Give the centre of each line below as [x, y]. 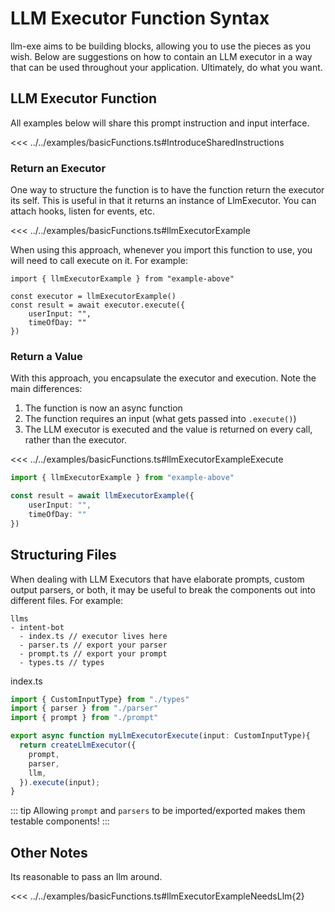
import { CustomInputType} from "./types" [100, 699]
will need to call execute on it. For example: [99, 261]
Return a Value [46, 356]
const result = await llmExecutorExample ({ [102, 496]
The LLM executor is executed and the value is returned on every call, [168, 429]
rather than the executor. [75, 440]
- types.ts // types [62, 662]
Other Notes [49, 852]
